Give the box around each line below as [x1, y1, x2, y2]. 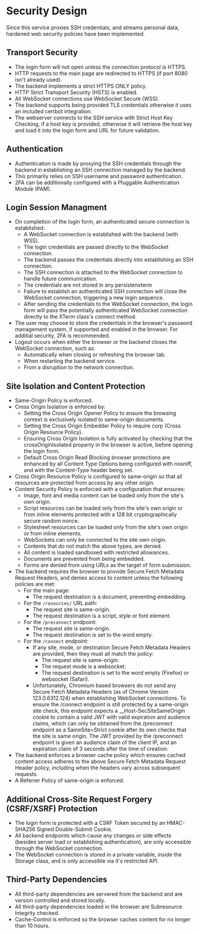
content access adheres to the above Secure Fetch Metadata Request [14, 758, 186, 765]
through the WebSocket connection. [14, 845, 104, 852]
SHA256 [14, 826, 36, 833]
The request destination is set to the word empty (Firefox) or [41, 669, 189, 677]
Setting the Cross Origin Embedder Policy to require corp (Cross [23, 422, 181, 430]
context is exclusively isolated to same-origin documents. [23, 416, 165, 423]
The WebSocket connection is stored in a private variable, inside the [14, 851, 182, 858]
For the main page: [23, 587, 70, 594]
